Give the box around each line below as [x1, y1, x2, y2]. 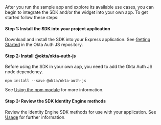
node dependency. [5, 69, 43, 75]
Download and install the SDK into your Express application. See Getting [5, 37, 151, 42]
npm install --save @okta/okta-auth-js [5, 78, 87, 83]
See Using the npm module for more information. [5, 87, 104, 93]
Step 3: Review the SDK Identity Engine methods [5, 98, 106, 104]
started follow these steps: [5, 15, 59, 20]
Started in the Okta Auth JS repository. [5, 42, 83, 48]
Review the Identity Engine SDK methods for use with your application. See [5, 109, 157, 115]
